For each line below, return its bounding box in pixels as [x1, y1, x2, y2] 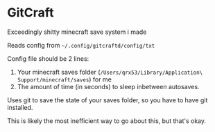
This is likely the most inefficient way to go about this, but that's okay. [7, 116, 207, 125]
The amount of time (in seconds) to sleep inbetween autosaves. [17, 82, 200, 91]
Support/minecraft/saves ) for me [17, 75, 112, 84]
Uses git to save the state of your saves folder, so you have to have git [7, 95, 208, 104]
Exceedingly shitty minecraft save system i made [7, 28, 147, 36]
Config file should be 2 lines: [7, 54, 89, 63]
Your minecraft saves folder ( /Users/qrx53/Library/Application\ [17, 68, 203, 76]
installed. [7, 103, 33, 111]
